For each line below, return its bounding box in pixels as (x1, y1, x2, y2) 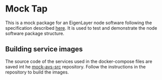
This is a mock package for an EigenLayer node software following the (5, 20, 152, 26)
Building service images (5, 45, 83, 53)
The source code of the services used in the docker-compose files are (5, 58, 153, 64)
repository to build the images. (5, 69, 69, 75)
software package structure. (5, 30, 65, 36)
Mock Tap (5, 3, 48, 15)
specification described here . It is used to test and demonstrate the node (5, 25, 157, 31)
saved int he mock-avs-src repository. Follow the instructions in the (5, 63, 146, 69)
